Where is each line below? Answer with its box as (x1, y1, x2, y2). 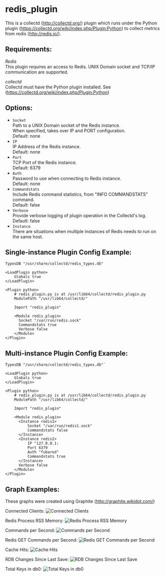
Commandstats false (27, 428, 68, 433)
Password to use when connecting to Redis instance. (12, 175, 122, 181)
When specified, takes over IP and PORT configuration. (12, 127, 126, 133)
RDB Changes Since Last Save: (5, 557, 69, 562)
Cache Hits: (5, 547, 29, 553)
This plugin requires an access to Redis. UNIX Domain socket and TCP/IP (5, 63, 156, 69)
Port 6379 (27, 445, 48, 450)
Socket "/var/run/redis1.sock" (27, 423, 93, 429)
